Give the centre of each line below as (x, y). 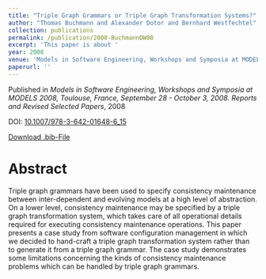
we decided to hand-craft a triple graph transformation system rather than (129, 241)
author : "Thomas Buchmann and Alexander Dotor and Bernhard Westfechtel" (133, 23)
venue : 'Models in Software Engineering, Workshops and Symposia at (123, 60)
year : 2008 (26, 52)
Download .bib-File (39, 137)
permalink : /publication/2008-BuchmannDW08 (81, 38)
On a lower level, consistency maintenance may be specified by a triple (124, 207)
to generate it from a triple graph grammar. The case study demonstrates (127, 249)
